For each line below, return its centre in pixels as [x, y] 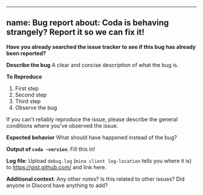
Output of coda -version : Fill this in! [51, 149]
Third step [28, 101]
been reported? [26, 53]
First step [27, 88]
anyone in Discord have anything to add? [57, 185]
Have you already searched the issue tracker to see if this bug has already [101, 46]
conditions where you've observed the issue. [62, 126]
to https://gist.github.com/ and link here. [56, 167]
